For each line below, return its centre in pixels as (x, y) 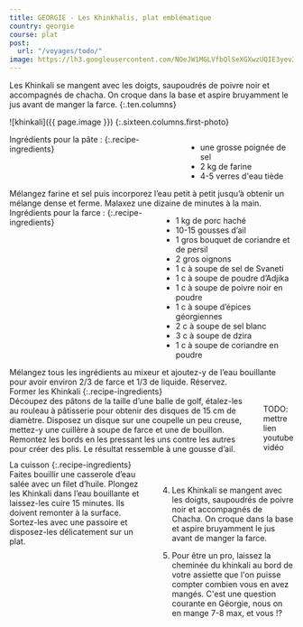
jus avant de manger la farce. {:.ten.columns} (93, 104)
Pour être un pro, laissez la (221, 555)
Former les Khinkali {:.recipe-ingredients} (86, 392)
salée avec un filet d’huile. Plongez (74, 484)
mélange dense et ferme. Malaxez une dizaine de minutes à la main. (135, 203)
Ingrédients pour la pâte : (56, 139)
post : (19, 43)
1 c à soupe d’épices (213, 307)
